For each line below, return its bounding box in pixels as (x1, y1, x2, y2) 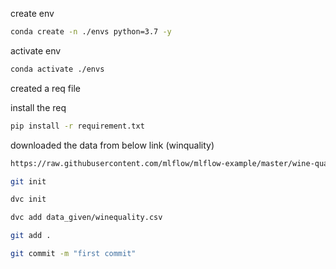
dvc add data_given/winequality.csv (10, 213, 163, 223)
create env (10, 8, 55, 19)
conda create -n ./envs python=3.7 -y (10, 27, 172, 37)
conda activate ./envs (10, 64, 105, 74)
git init (10, 176, 47, 187)
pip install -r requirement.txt (10, 121, 145, 131)
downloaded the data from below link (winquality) (10, 139, 215, 151)
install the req (10, 101, 67, 113)
